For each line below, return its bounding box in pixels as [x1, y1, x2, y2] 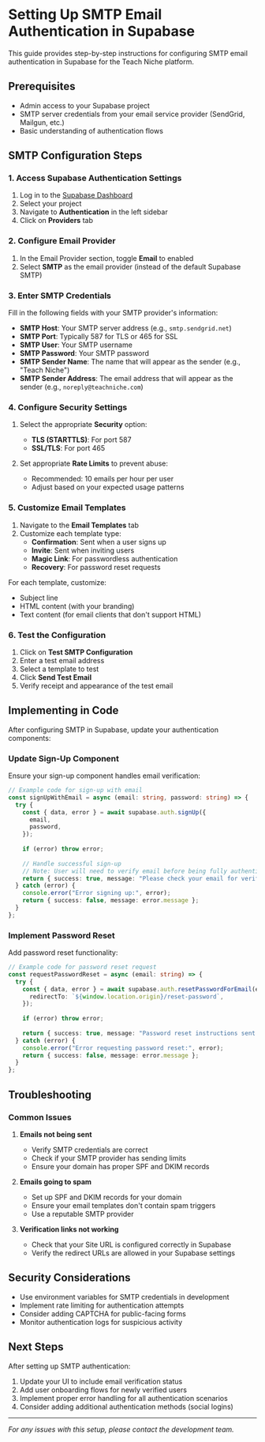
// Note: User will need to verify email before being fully [22, 867, 227, 875]
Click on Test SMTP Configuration [19, 647, 133, 657]
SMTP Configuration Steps [8, 149, 143, 163]
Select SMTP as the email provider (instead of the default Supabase [19, 262, 241, 271]
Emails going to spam [19, 1176, 92, 1187]
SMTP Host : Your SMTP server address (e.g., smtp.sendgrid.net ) [19, 323, 233, 333]
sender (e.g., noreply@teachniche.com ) [19, 382, 144, 392]
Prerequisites [8, 80, 76, 93]
